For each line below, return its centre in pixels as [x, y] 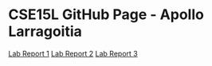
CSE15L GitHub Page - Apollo [106, 15]
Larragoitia [45, 31]
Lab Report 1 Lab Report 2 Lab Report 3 [73, 53]
